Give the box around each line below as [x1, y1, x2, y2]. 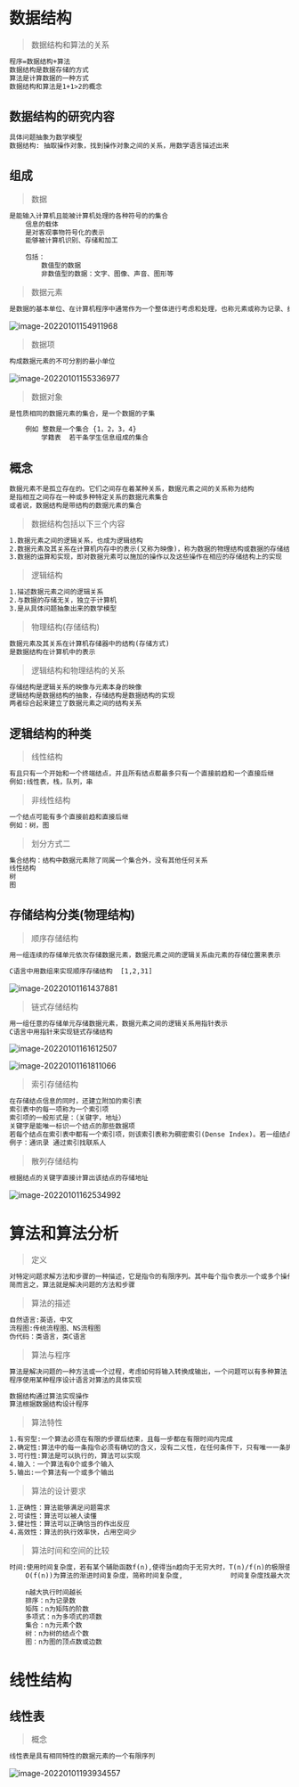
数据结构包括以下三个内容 [30, 518, 125, 529]
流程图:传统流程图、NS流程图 [9, 1324, 101, 1333]
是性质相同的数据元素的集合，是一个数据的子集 [9, 409, 156, 418]
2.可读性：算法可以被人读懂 [9, 1512, 98, 1521]
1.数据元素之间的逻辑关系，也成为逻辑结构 [9, 536, 144, 545]
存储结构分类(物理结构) [9, 907, 135, 922]
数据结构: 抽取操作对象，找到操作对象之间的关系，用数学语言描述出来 [9, 142, 230, 151]
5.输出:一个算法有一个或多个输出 [9, 1468, 114, 1477]
